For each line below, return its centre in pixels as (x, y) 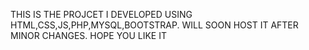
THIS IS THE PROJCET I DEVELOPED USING (101, 14)
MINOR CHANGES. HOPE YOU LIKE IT (88, 35)
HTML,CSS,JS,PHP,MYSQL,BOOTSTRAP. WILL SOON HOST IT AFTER (154, 25)
